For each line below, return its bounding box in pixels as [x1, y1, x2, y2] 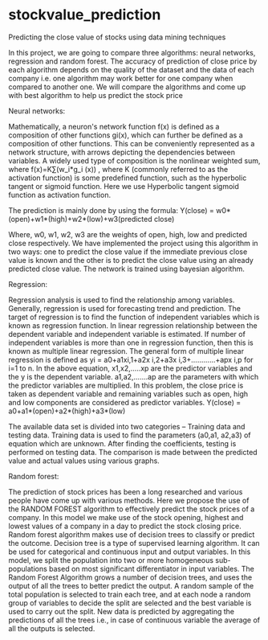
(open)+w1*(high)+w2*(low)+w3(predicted [8, 214, 152, 224]
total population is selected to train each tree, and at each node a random [8, 589, 251, 599]
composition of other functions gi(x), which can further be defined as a [8, 130, 243, 140]
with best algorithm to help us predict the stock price [8, 90, 183, 100]
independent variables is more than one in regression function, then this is [8, 338, 254, 347]
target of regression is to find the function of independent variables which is [8, 312, 260, 322]
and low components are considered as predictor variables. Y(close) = [8, 397, 242, 407]
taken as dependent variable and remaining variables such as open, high [8, 388, 249, 399]
